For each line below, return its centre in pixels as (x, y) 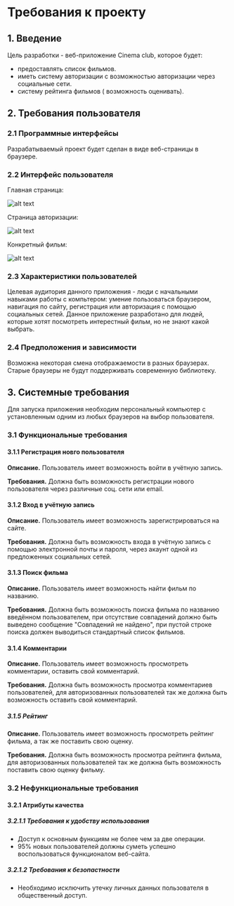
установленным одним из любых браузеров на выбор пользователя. (111, 417)
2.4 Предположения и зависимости (72, 347)
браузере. (22, 156)
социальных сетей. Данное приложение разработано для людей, (106, 314)
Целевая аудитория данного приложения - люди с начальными (103, 292)
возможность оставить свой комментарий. (72, 700)
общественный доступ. (52, 895)
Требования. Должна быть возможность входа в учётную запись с (109, 541)
